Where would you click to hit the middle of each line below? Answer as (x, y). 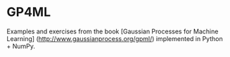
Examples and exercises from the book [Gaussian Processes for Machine (113, 31)
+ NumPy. (21, 46)
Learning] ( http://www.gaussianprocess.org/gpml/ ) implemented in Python (115, 38)
